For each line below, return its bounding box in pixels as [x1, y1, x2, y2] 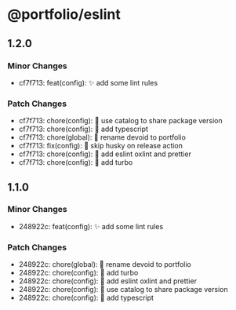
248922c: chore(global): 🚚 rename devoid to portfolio [18, 260, 191, 269]
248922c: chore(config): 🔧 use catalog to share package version [18, 285, 228, 294]
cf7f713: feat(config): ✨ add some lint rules [18, 78, 158, 87]
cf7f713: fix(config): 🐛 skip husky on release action [18, 141, 183, 151]
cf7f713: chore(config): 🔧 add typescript [18, 124, 148, 134]
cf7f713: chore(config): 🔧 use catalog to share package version [18, 116, 223, 126]
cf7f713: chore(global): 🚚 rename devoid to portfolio [18, 133, 186, 142]
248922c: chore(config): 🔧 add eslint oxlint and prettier [18, 276, 198, 286]
